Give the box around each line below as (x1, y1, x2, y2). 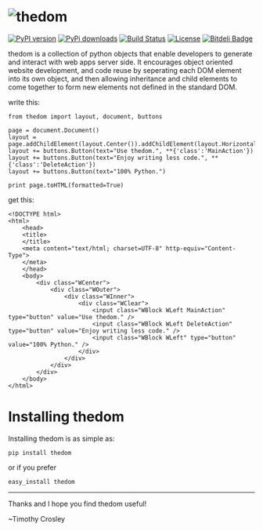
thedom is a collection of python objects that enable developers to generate (8, 49, 253, 58)
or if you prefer (8, 463, 57, 472)
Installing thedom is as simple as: (8, 434, 115, 443)
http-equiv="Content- (165, 244, 236, 253)
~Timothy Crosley (8, 514, 65, 523)
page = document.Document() (8, 126, 100, 134)
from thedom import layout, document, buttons (8, 112, 163, 121)
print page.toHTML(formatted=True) (8, 181, 124, 189)
